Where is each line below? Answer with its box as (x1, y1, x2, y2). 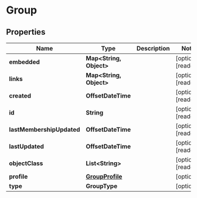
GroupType (86, 182, 118, 190)
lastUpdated (9, 142, 44, 150)
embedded (9, 58, 40, 66)
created (9, 92, 31, 100)
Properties (6, 27, 46, 37)
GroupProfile (86, 173, 123, 180)
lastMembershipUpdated (9, 126, 80, 133)
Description (136, 45, 170, 52)
